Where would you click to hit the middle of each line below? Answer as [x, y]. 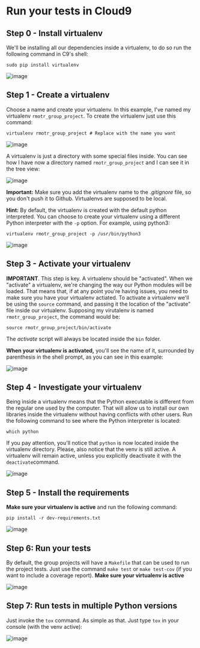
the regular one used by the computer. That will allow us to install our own [98, 408]
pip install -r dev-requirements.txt [53, 518]
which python [23, 432]
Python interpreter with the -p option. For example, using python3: [88, 223]
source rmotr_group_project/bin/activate [59, 328]
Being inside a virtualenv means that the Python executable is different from [100, 402]
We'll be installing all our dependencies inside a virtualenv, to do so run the [99, 47]
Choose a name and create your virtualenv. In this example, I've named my [98, 109]
